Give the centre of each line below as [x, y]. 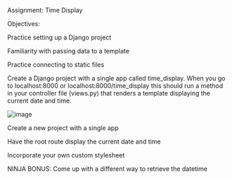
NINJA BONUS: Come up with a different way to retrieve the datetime [107, 169]
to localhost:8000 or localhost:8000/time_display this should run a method [115, 86]
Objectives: [24, 24]
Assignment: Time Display [45, 10]
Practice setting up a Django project [59, 37]
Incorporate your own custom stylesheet [66, 155]
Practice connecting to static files [56, 65]
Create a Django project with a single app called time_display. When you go [116, 78]
